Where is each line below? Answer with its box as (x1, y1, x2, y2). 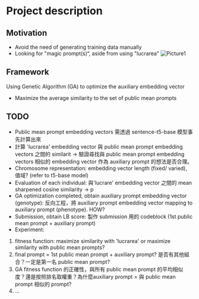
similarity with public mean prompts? (14, 244, 105, 251)
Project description (6, 4, 103, 18)
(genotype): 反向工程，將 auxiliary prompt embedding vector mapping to (14, 199, 193, 206)
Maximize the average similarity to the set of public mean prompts (14, 94, 177, 102)
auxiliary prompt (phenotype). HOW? (14, 206, 105, 213)
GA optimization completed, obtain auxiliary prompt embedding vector (14, 192, 187, 199)
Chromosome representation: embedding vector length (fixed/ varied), (14, 165, 188, 172)
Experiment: (14, 226, 45, 233)
